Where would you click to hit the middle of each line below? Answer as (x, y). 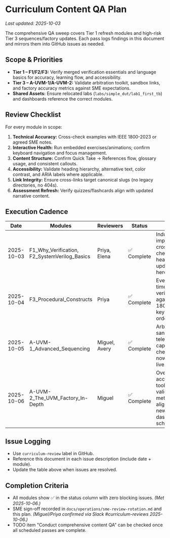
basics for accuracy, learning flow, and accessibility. (67, 77)
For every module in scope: (34, 127)
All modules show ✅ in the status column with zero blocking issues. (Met (88, 498)
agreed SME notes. (32, 142)
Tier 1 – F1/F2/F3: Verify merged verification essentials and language (84, 72)
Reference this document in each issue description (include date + (82, 459)
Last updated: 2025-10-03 (33, 23)
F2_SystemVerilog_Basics (60, 256)
